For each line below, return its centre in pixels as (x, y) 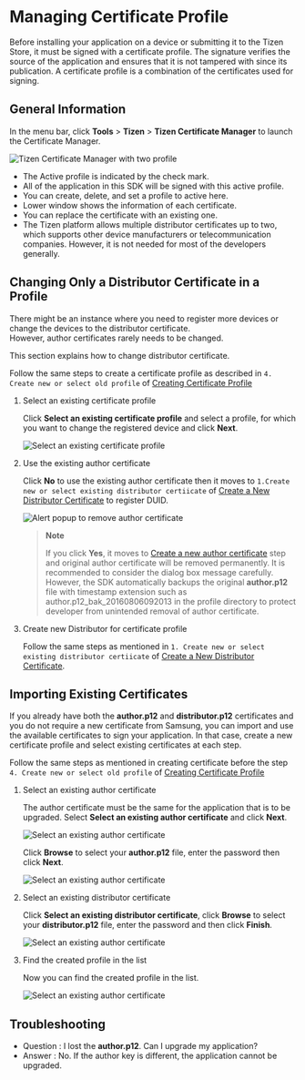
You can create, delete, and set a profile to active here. (126, 195)
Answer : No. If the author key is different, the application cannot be (150, 1056)
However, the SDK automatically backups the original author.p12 (167, 582)
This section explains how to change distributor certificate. (120, 355)
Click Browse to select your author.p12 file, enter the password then (151, 852)
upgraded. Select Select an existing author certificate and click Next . (155, 818)
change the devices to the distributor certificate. (100, 328)
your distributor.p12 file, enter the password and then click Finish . (147, 925)
